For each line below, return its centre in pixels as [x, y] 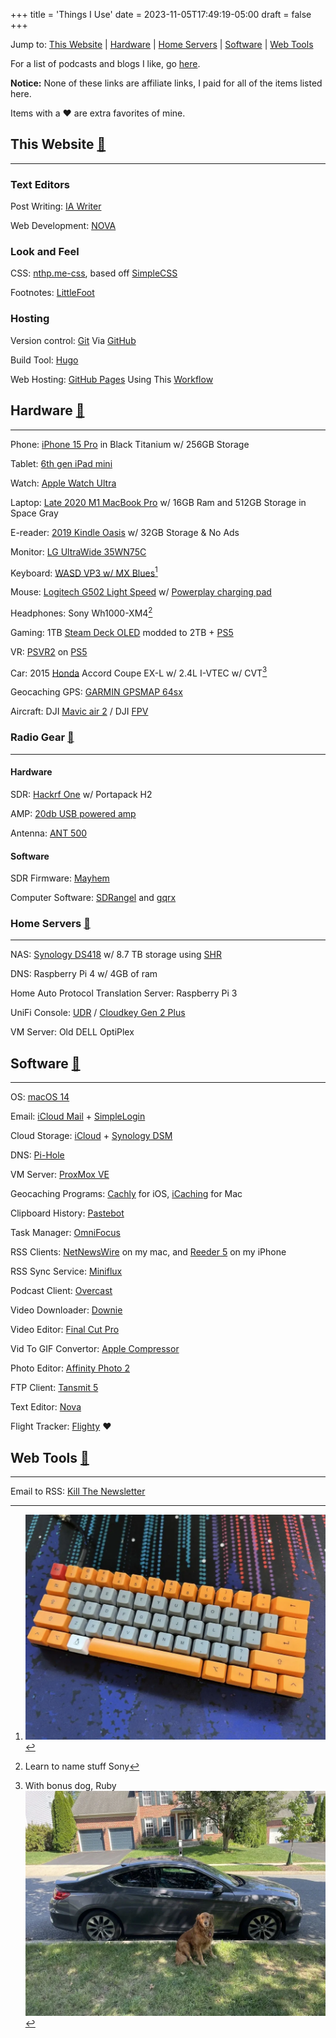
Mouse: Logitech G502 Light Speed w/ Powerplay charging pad [141, 592]
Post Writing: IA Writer [56, 206]
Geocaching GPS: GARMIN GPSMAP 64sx [96, 692]
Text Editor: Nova [46, 1407]
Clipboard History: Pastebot [67, 1213]
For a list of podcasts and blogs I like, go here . [105, 63]
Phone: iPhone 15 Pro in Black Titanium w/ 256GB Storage [130, 444]
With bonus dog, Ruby [70, 1786]
